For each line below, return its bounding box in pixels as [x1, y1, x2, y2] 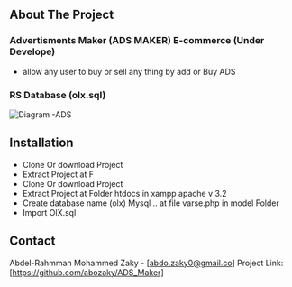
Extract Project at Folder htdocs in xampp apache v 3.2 [22, 188, 227, 199]
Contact [9, 234, 56, 249]
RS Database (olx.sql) [9, 88, 106, 101]
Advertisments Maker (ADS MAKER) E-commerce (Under [9, 34, 265, 47]
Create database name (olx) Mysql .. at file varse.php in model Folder [22, 198, 279, 208]
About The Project [9, 7, 114, 23]
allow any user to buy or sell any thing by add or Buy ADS [22, 66, 236, 77]
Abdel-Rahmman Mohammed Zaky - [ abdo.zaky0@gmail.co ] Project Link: [9, 257, 284, 268]
